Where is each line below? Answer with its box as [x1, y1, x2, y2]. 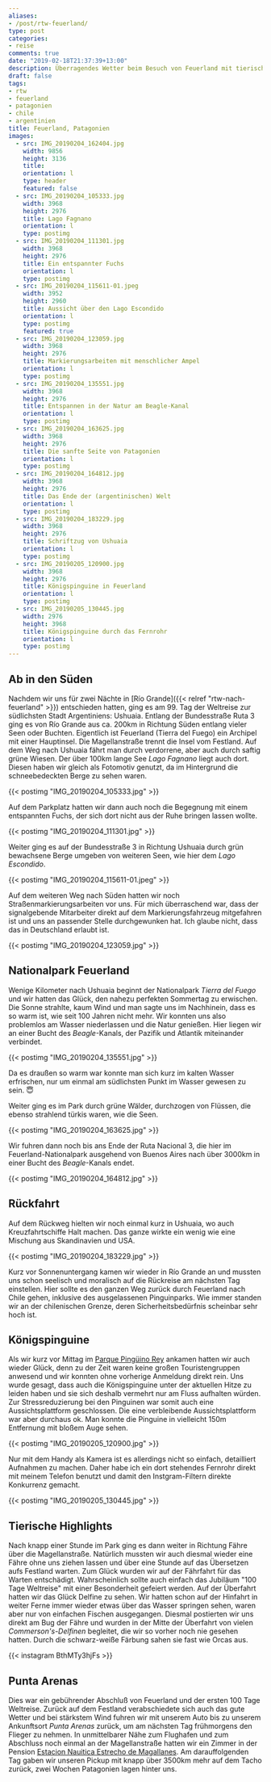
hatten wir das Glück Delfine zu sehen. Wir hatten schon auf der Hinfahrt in [8, 1592, 258, 1602]
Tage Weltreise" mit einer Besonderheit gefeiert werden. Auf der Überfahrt [8, 1583, 256, 1593]
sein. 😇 [8, 1085, 34, 1095]
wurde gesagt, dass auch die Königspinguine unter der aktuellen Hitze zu [8, 1380, 252, 1390]
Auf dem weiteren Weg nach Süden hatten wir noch [8, 890, 180, 900]
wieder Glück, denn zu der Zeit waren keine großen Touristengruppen [8, 1363, 240, 1373]
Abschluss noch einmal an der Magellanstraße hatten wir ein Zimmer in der [8, 1738, 258, 1748]
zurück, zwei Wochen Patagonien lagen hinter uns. [8, 1764, 177, 1773]
